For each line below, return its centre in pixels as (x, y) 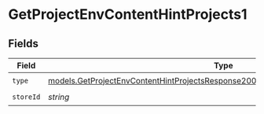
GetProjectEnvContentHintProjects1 (128, 15)
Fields (24, 44)
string (59, 97)
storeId (26, 97)
